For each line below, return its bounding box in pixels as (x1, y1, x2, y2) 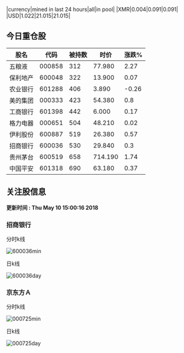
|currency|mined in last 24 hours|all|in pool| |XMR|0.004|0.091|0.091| (6, 6, 179, 13)
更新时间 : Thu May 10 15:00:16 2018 (6, 204, 98, 211)
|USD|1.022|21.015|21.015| (6, 12, 71, 19)
